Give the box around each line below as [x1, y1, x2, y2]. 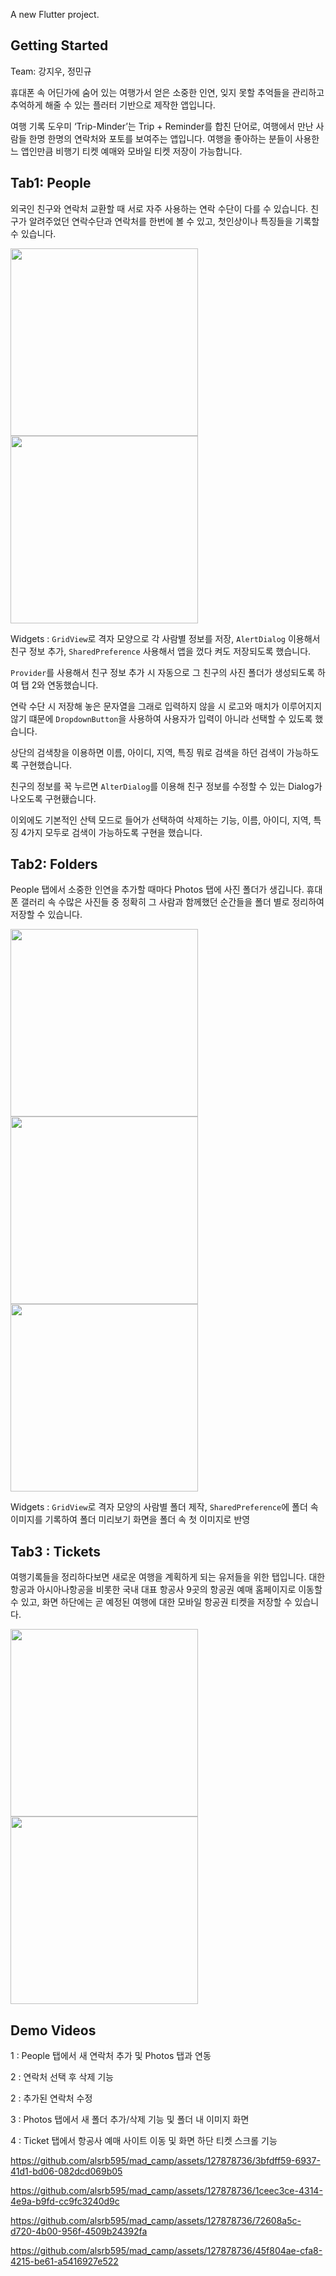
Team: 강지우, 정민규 [10, 65, 92, 77]
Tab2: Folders [10, 856, 98, 873]
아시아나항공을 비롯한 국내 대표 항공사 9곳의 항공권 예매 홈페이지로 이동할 [36, 1584, 323, 1596]
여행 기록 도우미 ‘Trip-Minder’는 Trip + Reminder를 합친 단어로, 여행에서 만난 [10, 120, 314, 132]
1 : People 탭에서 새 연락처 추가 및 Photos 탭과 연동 [10, 2050, 212, 2062]
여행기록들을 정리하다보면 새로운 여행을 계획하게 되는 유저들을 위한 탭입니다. [10, 1571, 307, 1583]
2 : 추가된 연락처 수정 [10, 2092, 93, 2104]
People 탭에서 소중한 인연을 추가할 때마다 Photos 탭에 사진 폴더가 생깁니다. [10, 884, 305, 896]
